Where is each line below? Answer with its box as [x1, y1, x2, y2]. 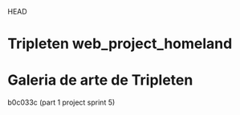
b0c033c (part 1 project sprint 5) [7, 97, 116, 107]
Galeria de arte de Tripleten [7, 71, 193, 89]
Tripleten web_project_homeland [7, 35, 233, 53]
